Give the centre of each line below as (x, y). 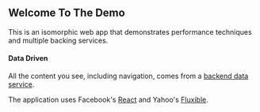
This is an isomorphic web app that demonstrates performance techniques (130, 32)
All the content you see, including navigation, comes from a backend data (128, 76)
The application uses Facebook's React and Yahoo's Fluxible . (108, 100)
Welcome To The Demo (67, 13)
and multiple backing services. (58, 40)
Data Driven (28, 58)
